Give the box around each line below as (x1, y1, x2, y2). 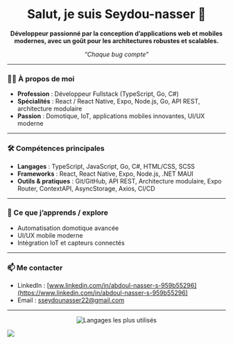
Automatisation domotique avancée (17, 224, 119, 232)
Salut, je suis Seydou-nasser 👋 (26, 6, 207, 22)
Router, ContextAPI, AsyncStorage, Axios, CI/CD (17, 184, 155, 193)
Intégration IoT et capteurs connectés (17, 238, 125, 247)
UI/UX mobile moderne (17, 231, 83, 239)
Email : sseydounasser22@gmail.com (17, 296, 125, 304)
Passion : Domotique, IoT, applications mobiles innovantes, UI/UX (17, 112, 205, 120)
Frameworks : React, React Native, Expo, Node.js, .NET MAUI (17, 170, 194, 178)
